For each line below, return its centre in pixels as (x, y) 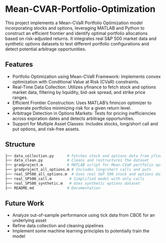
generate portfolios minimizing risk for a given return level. (72, 108)
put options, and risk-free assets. (46, 129)
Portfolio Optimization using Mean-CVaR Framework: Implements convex (86, 76)
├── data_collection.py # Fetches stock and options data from (77, 156)
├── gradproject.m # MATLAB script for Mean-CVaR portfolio (79, 165)
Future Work (25, 203)
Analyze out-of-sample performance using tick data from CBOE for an (83, 215)
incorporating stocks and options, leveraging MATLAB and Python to (75, 28)
